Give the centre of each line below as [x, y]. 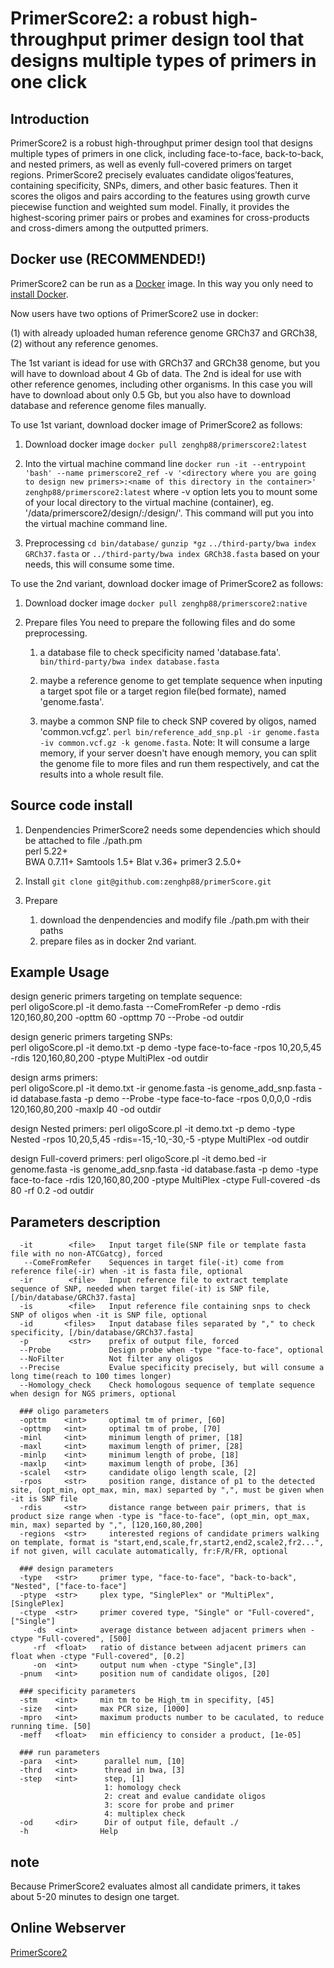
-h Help [68, 1832]
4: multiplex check [145, 1814]
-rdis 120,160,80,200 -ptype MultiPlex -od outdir [109, 1058]
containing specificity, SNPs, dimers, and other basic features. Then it [154, 185]
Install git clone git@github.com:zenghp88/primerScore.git [148, 881]
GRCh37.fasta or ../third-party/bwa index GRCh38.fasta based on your [172, 553]
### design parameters [66, 1569]
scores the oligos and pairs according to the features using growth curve [160, 196]
